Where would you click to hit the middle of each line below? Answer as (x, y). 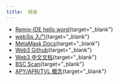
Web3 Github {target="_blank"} (53, 50)
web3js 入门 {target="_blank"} (52, 37)
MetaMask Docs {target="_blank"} (57, 43)
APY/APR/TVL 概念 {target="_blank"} (61, 71)
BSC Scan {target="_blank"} (50, 64)
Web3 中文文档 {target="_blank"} (56, 57)
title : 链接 (22, 12)
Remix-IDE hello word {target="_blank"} (64, 29)
